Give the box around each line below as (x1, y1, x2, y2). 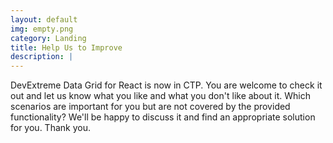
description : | (10, 52, 74, 62)
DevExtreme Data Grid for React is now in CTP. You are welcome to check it (10, 79, 323, 91)
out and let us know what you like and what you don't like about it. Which (10, 90, 312, 102)
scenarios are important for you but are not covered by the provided (10, 101, 291, 113)
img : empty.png (10, 24, 74, 34)
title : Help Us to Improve (10, 42, 123, 53)
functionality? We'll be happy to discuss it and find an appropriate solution (10, 111, 316, 123)
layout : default (10, 14, 78, 25)
